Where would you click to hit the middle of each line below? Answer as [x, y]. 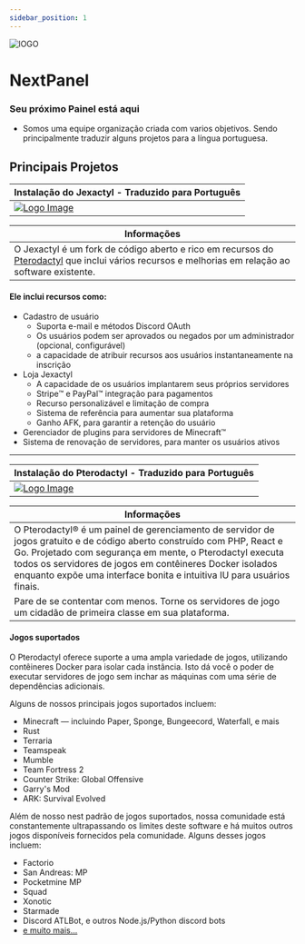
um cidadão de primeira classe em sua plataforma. [122, 612]
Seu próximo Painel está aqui [74, 108]
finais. [27, 587]
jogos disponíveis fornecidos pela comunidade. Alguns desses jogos [138, 836]
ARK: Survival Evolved [64, 799]
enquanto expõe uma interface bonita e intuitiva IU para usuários [152, 575]
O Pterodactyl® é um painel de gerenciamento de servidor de [144, 530]
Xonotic [37, 901]
